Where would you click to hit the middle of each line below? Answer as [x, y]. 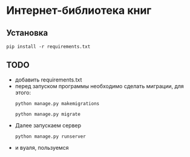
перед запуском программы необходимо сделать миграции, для [100, 86]
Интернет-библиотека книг [79, 11]
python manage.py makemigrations [57, 103]
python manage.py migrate [47, 114]
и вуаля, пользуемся [42, 147]
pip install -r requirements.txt [48, 46]
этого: [23, 92]
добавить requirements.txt [48, 80]
